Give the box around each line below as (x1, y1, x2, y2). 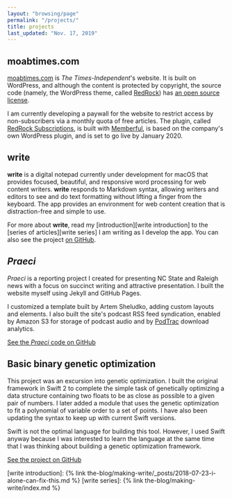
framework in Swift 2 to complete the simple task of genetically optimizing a (7, 384, 224, 392)
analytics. (7, 324, 35, 332)
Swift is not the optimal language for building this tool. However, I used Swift (7, 427, 226, 435)
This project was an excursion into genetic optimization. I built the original (7, 376, 218, 385)
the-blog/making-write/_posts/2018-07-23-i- (87, 469, 217, 477)
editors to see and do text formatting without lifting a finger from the (7, 192, 202, 200)
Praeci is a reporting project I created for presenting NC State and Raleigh (7, 274, 219, 282)
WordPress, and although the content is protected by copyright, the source (7, 81, 222, 90)
